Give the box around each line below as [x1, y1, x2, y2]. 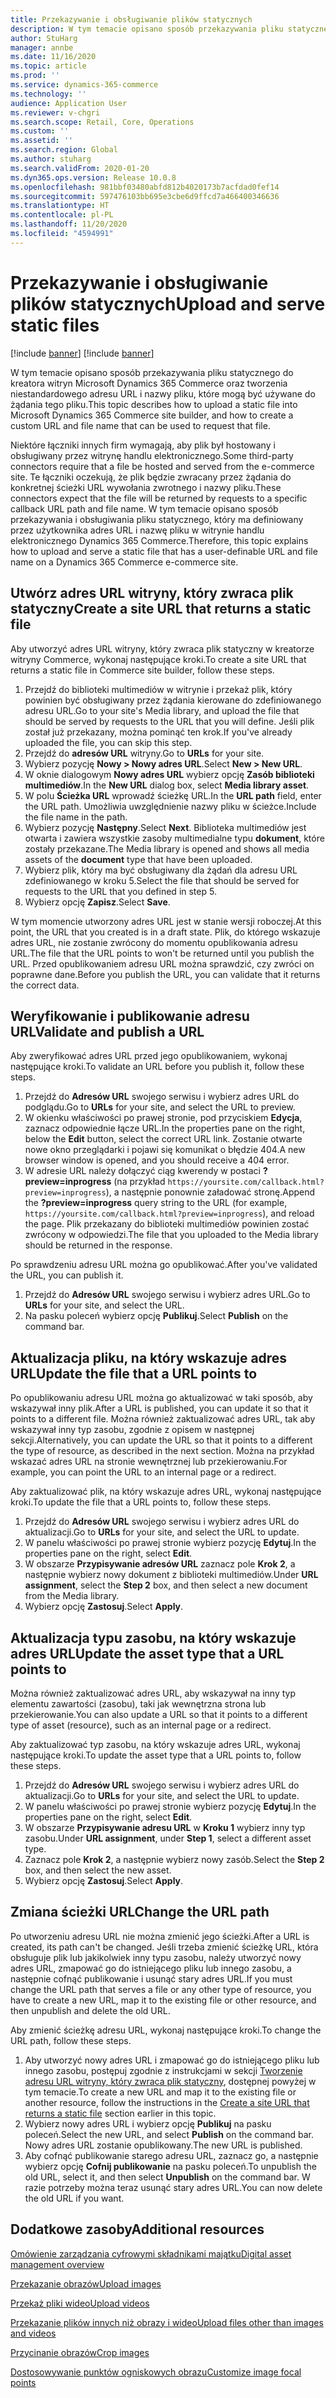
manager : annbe [10, 42, 74, 53]
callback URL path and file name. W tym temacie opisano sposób [10, 502, 279, 515]
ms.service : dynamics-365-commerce [10, 80, 159, 90]
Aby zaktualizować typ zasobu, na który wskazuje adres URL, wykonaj [10, 1738, 301, 1750]
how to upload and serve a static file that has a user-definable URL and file [10, 545, 318, 557]
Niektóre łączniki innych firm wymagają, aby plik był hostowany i [10, 439, 276, 451]
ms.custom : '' [10, 126, 70, 136]
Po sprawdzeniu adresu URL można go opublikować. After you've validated [10, 1259, 318, 1271]
